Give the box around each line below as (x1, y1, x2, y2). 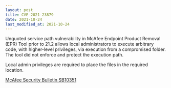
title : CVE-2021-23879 (5, 12, 54, 17)
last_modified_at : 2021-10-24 (5, 21, 70, 27)
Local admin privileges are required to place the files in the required (5, 62, 148, 68)
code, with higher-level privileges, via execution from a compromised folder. (5, 46, 166, 52)
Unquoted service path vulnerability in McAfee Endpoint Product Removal (5, 36, 161, 42)
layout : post (5, 7, 33, 13)
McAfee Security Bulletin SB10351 (5, 77, 77, 83)
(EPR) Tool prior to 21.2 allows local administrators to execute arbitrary (5, 41, 154, 47)
